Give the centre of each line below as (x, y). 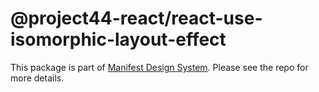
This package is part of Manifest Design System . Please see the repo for (159, 67)
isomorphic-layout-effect (118, 39)
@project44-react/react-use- (136, 18)
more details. (37, 78)
